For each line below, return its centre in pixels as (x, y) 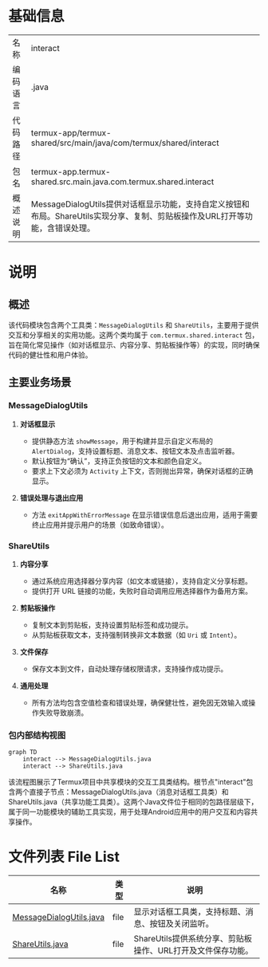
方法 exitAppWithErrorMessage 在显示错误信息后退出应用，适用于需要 (145, 514)
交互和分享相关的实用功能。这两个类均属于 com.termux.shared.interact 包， (134, 335)
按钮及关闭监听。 (181, 924)
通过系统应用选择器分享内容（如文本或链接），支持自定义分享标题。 (142, 581)
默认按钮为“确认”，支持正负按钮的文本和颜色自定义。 (118, 461)
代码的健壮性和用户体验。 (50, 355)
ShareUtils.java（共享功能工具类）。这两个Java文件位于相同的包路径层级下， (133, 802)
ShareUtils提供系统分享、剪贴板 (193, 939)
